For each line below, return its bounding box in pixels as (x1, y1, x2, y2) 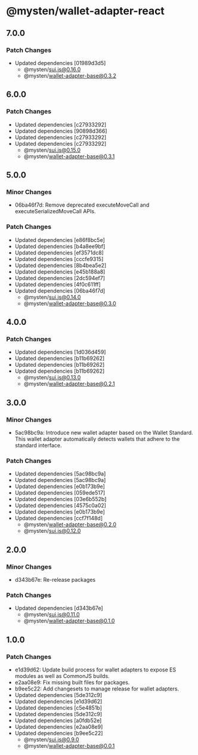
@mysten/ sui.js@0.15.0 (23, 146, 81, 154)
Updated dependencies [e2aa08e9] (14, 723, 103, 730)
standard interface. (14, 441, 62, 449)
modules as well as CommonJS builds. (14, 672, 110, 679)
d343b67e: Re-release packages (14, 576, 96, 583)
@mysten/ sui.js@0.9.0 (23, 736, 79, 743)
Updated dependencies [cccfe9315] (14, 255, 104, 262)
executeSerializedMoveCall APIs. (14, 208, 96, 215)
